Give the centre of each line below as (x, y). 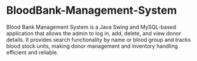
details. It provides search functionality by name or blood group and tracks (98, 39)
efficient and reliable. (32, 52)
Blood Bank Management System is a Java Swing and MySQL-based (91, 27)
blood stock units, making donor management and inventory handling (92, 46)
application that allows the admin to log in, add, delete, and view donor (94, 33)
